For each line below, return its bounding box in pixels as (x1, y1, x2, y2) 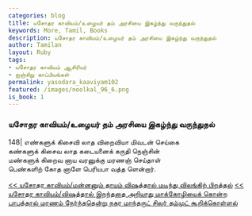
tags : (8, 56, 26, 64)
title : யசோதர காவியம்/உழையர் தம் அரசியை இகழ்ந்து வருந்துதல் (8, 19, 196, 27)
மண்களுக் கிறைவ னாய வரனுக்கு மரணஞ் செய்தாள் (8, 155, 161, 164)
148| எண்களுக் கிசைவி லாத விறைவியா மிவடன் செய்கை (8, 137, 180, 147)
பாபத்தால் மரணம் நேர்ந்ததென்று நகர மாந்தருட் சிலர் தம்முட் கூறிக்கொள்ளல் (8, 198, 239, 207)
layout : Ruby (8, 48, 52, 56)
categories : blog (8, 11, 66, 20)
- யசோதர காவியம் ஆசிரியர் (8, 64, 87, 71)
